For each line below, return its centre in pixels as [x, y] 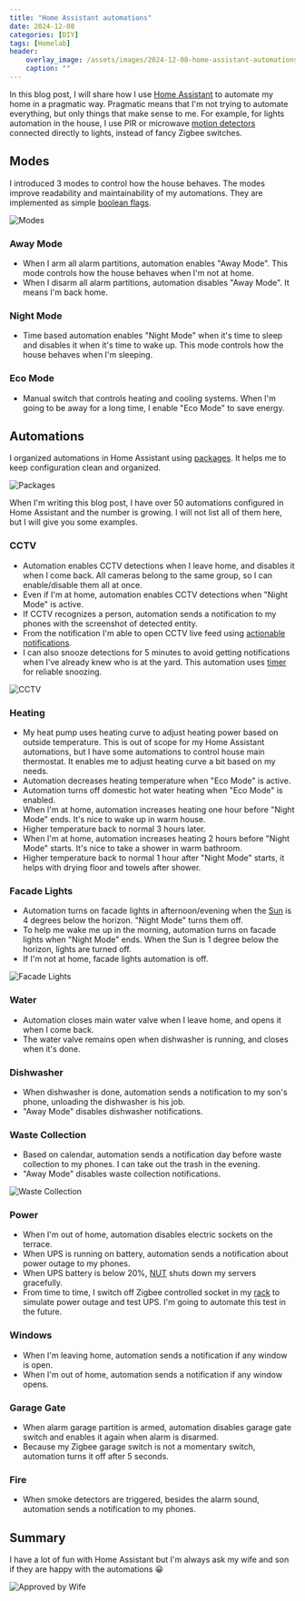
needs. [35, 771]
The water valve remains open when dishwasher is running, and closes [155, 1039]
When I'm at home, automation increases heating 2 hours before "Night [156, 838]
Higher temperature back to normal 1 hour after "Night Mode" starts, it [153, 858]
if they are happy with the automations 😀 [87, 1569]
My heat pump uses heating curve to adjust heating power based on [150, 732]
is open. [37, 1365]
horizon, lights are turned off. [77, 949]
